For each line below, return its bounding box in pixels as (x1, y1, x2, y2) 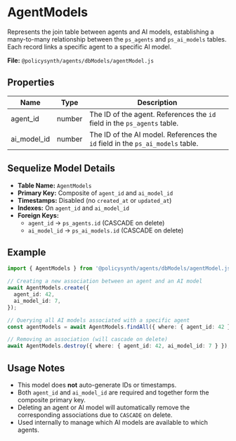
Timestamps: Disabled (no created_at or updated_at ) (17, 196, 172, 204)
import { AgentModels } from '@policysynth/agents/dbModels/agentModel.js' (7, 265, 234, 272)
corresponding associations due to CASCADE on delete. (17, 410, 173, 419)
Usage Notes (7, 362, 65, 374)
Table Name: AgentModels (17, 181, 92, 190)
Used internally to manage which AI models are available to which (17, 418, 209, 426)
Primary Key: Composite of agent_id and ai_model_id (17, 188, 173, 197)
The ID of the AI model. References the (88, 130, 218, 139)
